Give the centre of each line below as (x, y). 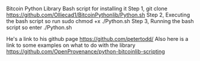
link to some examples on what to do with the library (71, 45)
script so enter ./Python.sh (39, 27)
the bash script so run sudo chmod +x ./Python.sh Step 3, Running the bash (100, 21)
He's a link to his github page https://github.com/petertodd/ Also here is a (97, 39)
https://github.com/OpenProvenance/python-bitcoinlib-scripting (86, 52)
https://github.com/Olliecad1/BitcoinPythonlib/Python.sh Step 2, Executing (98, 15)
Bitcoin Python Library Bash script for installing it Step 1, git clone (87, 9)
